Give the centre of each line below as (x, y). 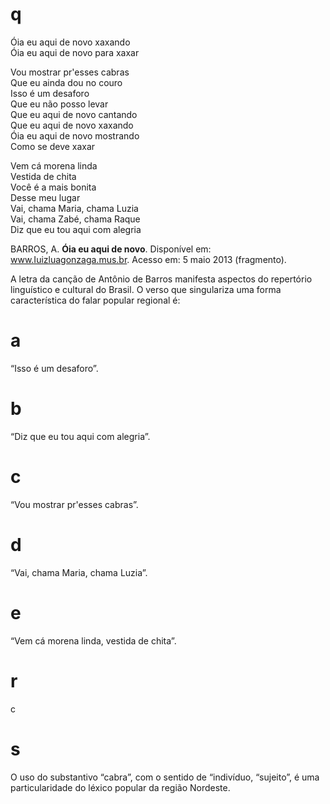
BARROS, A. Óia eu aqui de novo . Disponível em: (111, 249)
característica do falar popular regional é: (95, 300)
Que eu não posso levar (59, 104)
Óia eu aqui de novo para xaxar (75, 52)
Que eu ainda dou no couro (66, 82)
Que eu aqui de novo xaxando (72, 125)
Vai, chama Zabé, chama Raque (75, 219)
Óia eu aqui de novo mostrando (75, 135)
